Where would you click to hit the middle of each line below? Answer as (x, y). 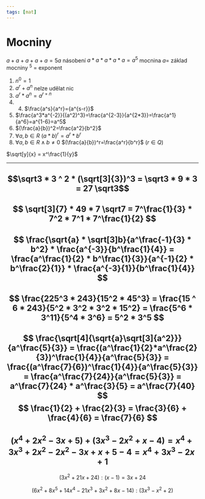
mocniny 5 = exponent (34, 67)
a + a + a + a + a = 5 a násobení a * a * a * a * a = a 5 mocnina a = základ (97, 60)
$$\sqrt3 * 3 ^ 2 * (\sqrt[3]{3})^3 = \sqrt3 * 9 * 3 (103, 179)
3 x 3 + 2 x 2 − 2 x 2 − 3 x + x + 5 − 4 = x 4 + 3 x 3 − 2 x (102, 451)
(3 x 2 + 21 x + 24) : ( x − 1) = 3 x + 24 (103, 477)
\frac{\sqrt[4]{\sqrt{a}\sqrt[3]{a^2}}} (109, 338)
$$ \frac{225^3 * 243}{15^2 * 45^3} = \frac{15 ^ (103, 299)
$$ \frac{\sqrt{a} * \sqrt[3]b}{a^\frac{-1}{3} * (103, 239)
